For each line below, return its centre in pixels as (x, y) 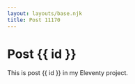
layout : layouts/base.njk (45, 13)
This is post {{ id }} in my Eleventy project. (68, 73)
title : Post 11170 (34, 20)
